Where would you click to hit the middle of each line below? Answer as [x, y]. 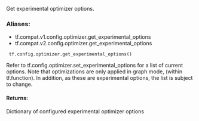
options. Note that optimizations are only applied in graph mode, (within [94, 72]
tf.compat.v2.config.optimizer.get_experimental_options [83, 44]
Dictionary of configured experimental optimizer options [75, 111]
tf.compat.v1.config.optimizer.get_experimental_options [83, 37]
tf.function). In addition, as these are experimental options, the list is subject [99, 78]
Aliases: [19, 24]
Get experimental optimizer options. [50, 9]
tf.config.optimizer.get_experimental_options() [71, 54]
